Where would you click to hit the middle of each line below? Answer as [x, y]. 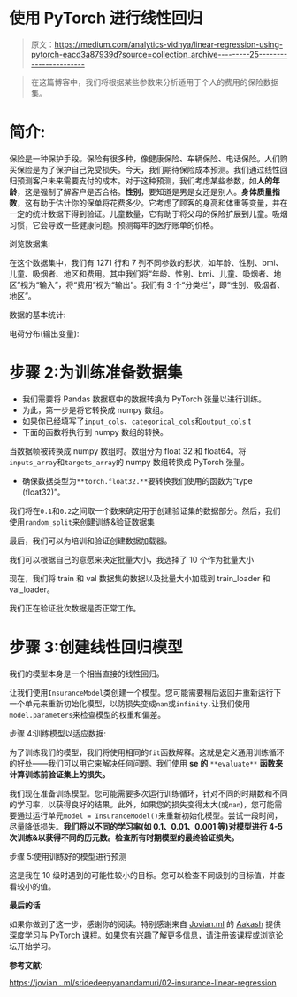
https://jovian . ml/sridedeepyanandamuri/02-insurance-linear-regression [143, 982]
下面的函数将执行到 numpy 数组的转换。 [95, 432]
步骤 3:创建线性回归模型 [96, 647]
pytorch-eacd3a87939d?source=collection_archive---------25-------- [159, 54]
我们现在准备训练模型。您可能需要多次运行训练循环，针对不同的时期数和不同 [148, 793]
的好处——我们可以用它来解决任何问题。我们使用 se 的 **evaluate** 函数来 [146, 763]
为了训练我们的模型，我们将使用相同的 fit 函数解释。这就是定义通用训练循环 [147, 752]
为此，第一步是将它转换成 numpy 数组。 [95, 409]
